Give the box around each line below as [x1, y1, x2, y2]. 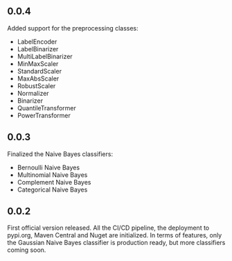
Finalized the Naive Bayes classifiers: [7, 149, 113, 158]
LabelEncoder [17, 37, 57, 46]
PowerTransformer [17, 111, 71, 119]
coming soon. [7, 246, 46, 254]
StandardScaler [17, 67, 62, 75]
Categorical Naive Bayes [17, 185, 88, 194]
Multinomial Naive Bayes [17, 170, 88, 179]
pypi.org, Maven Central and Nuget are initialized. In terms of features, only [7, 231, 222, 239]
